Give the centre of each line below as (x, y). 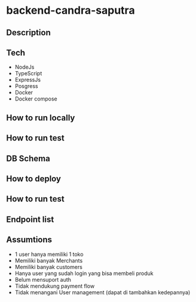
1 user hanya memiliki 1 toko (49, 254)
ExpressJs (27, 80)
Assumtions (29, 240)
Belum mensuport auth (43, 279)
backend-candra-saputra (71, 10)
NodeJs (24, 67)
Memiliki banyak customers (48, 267)
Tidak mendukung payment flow (55, 286)
